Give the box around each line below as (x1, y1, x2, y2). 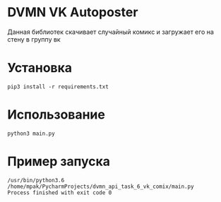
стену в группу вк (7, 35, 61, 43)
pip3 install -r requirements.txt (7, 83, 109, 90)
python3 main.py (7, 130, 55, 137)
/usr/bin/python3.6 (7, 177, 65, 184)
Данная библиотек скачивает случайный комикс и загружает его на (7, 28, 214, 36)
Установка (7, 60, 73, 76)
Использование (7, 107, 106, 123)
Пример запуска (7, 153, 111, 170)
